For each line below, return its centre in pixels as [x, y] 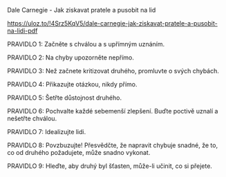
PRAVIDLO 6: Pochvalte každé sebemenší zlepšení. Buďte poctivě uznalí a [113, 111]
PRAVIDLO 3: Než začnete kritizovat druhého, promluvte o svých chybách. [113, 71]
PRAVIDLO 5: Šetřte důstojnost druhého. [65, 97]
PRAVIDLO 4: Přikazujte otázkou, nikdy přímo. [72, 84]
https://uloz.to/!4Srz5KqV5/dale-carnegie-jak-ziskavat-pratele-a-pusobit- [112, 23]
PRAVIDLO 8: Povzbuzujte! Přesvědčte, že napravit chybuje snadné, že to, [113, 145]
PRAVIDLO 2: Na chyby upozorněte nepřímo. [71, 57]
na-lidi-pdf [22, 31]
